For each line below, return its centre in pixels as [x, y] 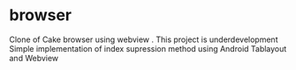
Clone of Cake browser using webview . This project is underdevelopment [144, 39]
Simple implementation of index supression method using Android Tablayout [148, 48]
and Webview [34, 58]
